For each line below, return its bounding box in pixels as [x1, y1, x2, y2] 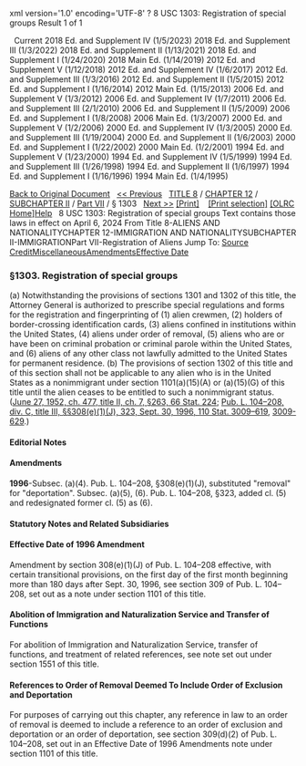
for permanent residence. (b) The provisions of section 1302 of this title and [9, 357, 293, 368]
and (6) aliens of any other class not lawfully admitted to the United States [9, 348, 288, 359]
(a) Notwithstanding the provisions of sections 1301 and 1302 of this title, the [9, 290, 297, 301]
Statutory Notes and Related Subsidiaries [9, 518, 169, 529]
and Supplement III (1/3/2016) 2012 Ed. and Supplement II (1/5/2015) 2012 [9, 74, 285, 85]
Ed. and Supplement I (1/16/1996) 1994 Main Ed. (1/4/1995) [9, 171, 229, 181]
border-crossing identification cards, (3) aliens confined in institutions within [9, 319, 296, 330]
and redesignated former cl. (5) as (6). [9, 497, 153, 509]
